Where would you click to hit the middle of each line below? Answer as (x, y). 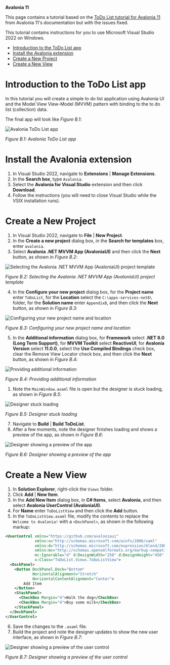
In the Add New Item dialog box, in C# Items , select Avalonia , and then (87, 500)
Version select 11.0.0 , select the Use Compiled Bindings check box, (84, 349)
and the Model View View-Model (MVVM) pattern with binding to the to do (83, 104)
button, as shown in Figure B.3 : (45, 308)
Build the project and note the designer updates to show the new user (85, 632)
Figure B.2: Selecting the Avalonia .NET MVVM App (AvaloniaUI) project (80, 276)
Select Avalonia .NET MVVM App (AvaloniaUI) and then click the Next (87, 251)
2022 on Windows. (25, 38)
